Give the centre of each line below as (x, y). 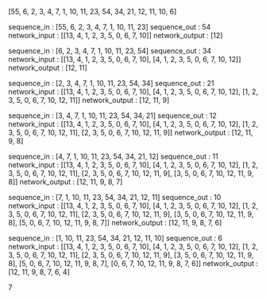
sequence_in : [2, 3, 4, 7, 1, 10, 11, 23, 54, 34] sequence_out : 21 (111, 83)
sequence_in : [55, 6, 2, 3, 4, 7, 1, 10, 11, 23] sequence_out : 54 (110, 27)
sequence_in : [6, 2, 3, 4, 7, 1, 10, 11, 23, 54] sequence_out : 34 (110, 51)
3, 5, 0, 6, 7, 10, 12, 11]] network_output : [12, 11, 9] (89, 100)
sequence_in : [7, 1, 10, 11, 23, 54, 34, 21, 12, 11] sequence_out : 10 (115, 197)
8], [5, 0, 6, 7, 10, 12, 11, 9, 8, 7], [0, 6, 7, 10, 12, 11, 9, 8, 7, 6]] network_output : (133, 263)
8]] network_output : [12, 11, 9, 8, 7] (66, 182)
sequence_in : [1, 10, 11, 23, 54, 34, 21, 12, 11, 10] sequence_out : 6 (116, 238)
